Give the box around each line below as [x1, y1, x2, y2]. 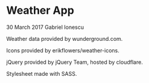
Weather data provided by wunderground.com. [6, 35, 123, 42]
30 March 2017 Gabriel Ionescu [6, 23, 84, 31]
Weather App [6, 4, 74, 17]
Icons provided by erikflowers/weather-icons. [6, 46, 119, 54]
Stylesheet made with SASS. [6, 70, 77, 77]
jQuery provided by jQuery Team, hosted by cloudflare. [6, 58, 143, 66]
